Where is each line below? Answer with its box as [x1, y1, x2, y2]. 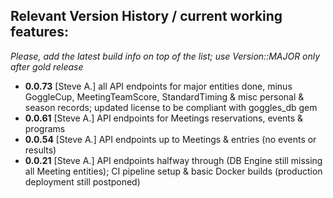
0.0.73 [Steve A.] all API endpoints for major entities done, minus [24, 80, 293, 92]
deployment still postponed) [24, 175, 141, 188]
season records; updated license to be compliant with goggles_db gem [24, 101, 318, 113]
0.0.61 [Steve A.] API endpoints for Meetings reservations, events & [24, 112, 304, 124]
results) [24, 144, 57, 156]
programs [24, 122, 66, 134]
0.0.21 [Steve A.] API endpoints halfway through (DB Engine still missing [24, 154, 323, 166]
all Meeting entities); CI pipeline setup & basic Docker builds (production [24, 165, 323, 177]
